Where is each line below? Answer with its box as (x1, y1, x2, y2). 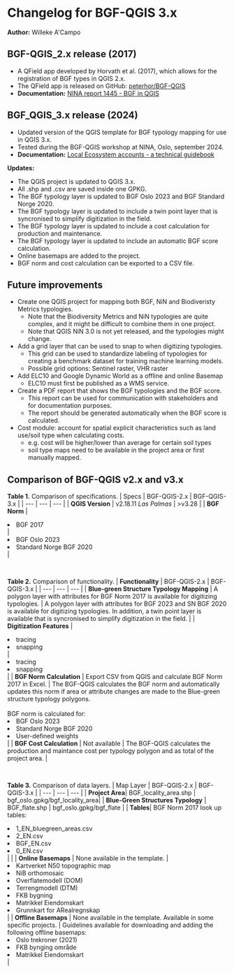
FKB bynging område (16, 943, 77, 951)
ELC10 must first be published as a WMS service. (27, 379, 170, 388)
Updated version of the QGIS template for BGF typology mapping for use (17, 128, 227, 136)
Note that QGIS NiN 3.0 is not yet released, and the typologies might (27, 327, 225, 336)
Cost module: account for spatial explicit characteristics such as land (17, 424, 217, 432)
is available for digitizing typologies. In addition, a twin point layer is (7, 607, 202, 615)
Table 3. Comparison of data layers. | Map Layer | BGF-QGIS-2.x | (7, 781, 197, 790)
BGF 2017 (16, 520, 44, 529)
